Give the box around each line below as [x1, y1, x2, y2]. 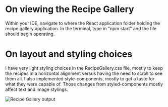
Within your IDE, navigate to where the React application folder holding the [5, 20, 160, 26]
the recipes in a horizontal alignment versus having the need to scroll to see [5, 70, 163, 76]
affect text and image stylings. [5, 86, 68, 92]
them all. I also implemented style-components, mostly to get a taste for [5, 75, 155, 81]
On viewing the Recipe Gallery [5, 4, 135, 15]
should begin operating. [5, 31, 55, 37]
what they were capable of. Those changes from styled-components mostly [5, 81, 163, 87]
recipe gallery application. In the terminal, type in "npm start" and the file [5, 25, 157, 31]
